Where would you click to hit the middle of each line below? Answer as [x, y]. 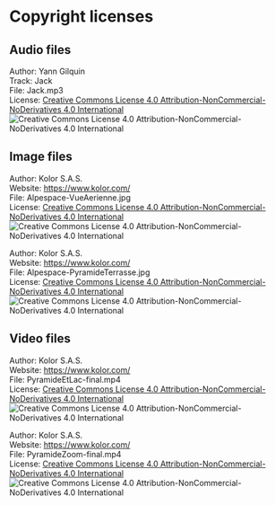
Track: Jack [31, 81]
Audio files [40, 50]
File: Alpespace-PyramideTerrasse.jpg [80, 272]
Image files [41, 157]
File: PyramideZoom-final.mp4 [65, 454]
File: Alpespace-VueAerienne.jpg [70, 197]
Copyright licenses [82, 17]
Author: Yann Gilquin [47, 71]
